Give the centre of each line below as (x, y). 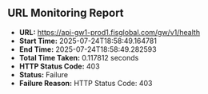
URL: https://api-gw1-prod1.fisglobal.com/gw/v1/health (110, 32)
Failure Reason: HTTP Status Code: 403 (86, 83)
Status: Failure (44, 74)
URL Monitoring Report (66, 13)
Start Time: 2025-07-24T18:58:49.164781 (88, 41)
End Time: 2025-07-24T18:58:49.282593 (88, 49)
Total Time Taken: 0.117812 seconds (79, 57)
